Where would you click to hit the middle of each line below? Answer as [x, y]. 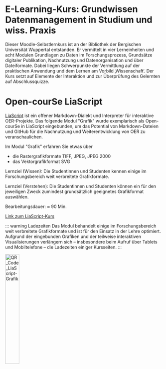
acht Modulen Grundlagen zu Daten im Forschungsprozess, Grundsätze [79, 55]
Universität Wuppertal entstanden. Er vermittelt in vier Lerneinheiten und [80, 49]
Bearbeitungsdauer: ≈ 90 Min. [36, 206]
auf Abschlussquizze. [27, 81]
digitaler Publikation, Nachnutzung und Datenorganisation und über [74, 60]
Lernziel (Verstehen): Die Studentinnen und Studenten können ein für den [81, 186]
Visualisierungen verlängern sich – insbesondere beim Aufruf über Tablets [82, 241]
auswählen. [17, 196]
